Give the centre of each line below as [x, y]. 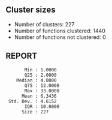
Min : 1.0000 [41, 70]
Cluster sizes [31, 10]
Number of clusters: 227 [44, 24]
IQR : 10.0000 [42, 106]
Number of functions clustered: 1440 [60, 31]
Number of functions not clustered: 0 [60, 37]
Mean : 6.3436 [39, 96]
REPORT [22, 56]
